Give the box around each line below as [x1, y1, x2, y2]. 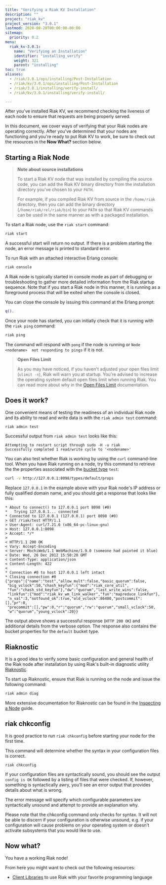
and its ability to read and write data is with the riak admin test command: [5, 415, 158, 421]
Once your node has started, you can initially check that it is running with [5, 317, 154, 323]
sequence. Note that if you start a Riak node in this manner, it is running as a [5, 284, 161, 290]
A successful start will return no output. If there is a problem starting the [5, 240, 152, 246]
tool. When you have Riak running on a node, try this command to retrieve [5, 461, 155, 467]
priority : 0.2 [9, 35, 39, 40]
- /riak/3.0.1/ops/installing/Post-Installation [9, 76, 112, 81]
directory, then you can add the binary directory [17, 201, 115, 207]
